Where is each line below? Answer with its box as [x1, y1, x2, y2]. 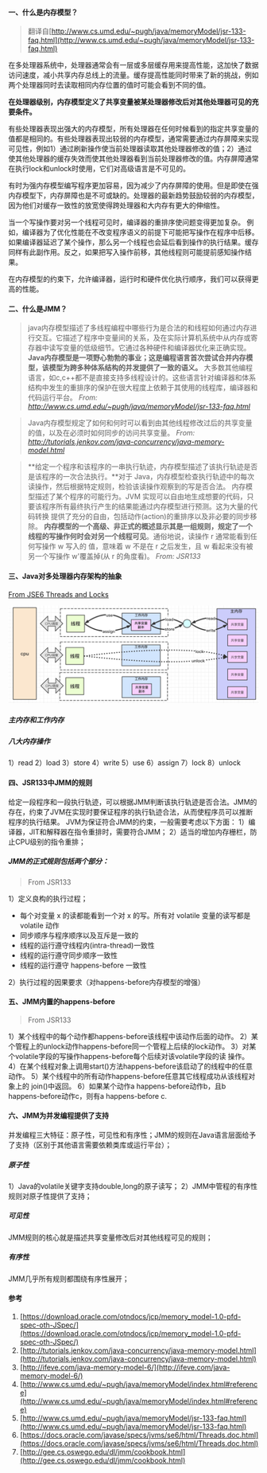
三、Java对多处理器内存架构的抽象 [8, 572, 122, 580]
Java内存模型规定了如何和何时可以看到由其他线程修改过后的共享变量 [27, 418, 253, 428]
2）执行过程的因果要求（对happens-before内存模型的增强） [8, 977, 205, 987]
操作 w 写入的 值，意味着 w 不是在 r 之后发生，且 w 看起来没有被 [41, 541, 253, 551]
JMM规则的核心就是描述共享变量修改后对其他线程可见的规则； [8, 1233, 213, 1242]
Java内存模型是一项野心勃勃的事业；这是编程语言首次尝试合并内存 [27, 353, 246, 362]
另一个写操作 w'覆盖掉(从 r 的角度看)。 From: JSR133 [27, 552, 201, 561]
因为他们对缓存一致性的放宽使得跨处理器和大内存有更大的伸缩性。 [8, 201, 224, 210]
